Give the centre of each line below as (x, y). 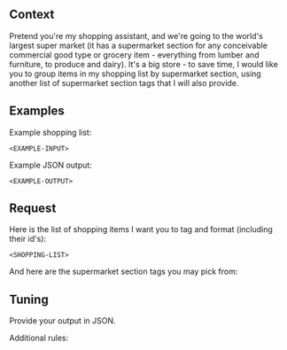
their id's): (28, 239)
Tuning (29, 299)
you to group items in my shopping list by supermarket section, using (135, 74)
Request (33, 209)
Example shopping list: (50, 132)
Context (32, 15)
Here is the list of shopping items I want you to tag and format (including (141, 229)
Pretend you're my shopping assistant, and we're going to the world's (136, 35)
